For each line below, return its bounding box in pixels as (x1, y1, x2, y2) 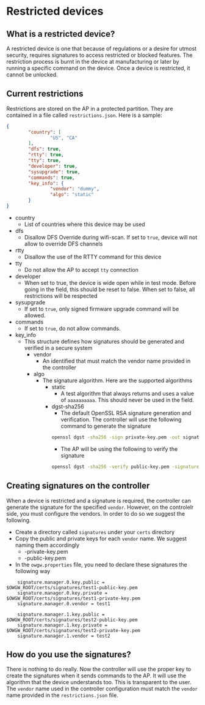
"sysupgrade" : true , (28, 168, 81, 175)
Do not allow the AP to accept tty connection (24, 266, 138, 273)
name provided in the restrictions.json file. (6, 692, 119, 699)
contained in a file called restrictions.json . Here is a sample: (6, 111, 162, 119)
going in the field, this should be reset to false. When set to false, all (24, 285, 195, 293)
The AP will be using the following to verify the (60, 445, 178, 453)
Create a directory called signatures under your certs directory (15, 528, 175, 535)
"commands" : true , (28, 175, 75, 181)
